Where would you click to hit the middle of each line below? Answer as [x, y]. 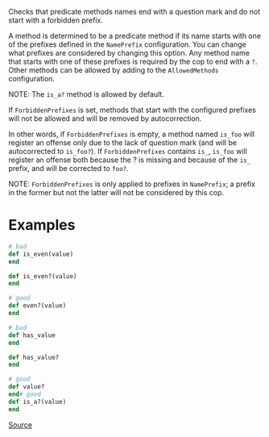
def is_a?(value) [37, 402]
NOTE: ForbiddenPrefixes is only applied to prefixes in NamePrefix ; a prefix [132, 184]
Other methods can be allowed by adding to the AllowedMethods [114, 70]
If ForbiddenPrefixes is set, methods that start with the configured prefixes [132, 110]
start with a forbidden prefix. [56, 20]
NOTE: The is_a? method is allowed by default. [87, 94]
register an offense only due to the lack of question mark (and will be [123, 143]
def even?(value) [37, 306]
